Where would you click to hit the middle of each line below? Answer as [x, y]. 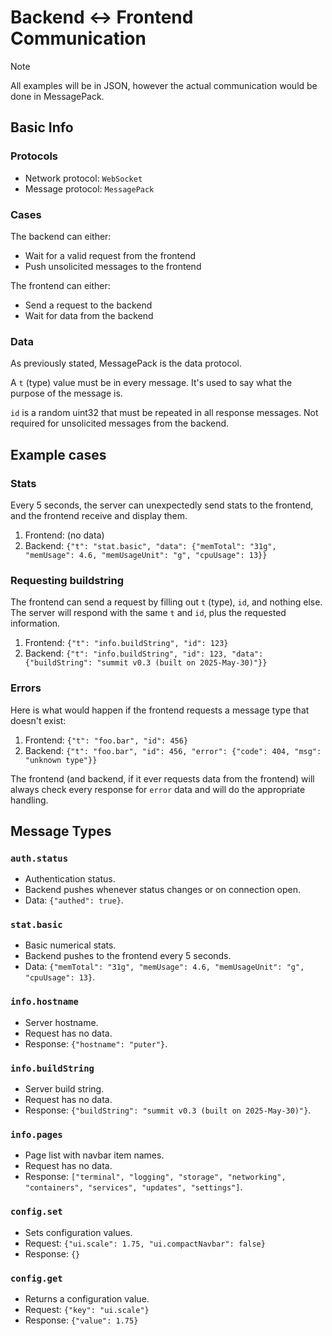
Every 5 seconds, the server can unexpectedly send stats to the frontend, [162, 505]
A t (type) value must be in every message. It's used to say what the [151, 383]
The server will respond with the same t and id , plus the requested [148, 613]
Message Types [61, 831]
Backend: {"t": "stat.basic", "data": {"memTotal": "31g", [150, 545]
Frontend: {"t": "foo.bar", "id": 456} [106, 740]
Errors [26, 688]
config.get [36, 1278]
